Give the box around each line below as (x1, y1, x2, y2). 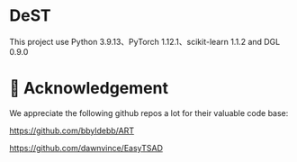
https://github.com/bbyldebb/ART (9, 125, 135, 136)
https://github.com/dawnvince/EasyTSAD (9, 142, 164, 153)
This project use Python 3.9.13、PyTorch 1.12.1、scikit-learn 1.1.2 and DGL (9, 36, 281, 47)
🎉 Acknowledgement (9, 78, 169, 99)
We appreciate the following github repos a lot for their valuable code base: (9, 107, 289, 118)
